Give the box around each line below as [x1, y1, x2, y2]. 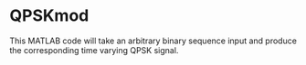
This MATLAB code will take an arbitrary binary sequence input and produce [9, 35, 297, 46]
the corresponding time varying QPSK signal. [9, 44, 179, 55]
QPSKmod [9, 5, 90, 26]
